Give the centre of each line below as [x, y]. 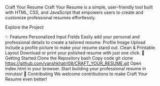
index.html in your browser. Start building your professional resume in [76, 68]
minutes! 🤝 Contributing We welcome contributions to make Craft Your [76, 74]
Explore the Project [25, 27]
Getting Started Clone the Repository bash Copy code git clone [69, 58]
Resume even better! [26, 79]
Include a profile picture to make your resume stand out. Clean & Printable [80, 47]
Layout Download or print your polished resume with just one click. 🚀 [75, 53]
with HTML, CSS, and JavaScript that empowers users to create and [74, 12]
